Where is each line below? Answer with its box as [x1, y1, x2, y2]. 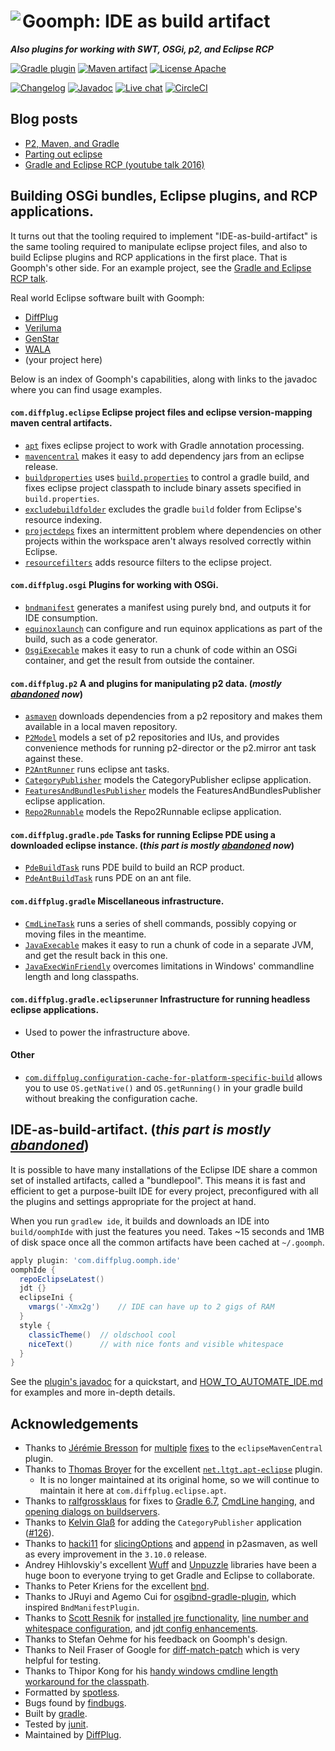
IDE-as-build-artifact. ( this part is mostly [10, 1121, 272, 1139]
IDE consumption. [24, 611, 98, 624]
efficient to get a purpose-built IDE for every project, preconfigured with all [10, 1185, 319, 1197]
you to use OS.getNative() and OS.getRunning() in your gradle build [24, 1081, 303, 1094]
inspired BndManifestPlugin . [24, 1601, 140, 1614]
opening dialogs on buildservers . [24, 1506, 161, 1518]
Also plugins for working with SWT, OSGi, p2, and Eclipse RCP [10, 43, 274, 55]
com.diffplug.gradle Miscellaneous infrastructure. [10, 895, 225, 907]
